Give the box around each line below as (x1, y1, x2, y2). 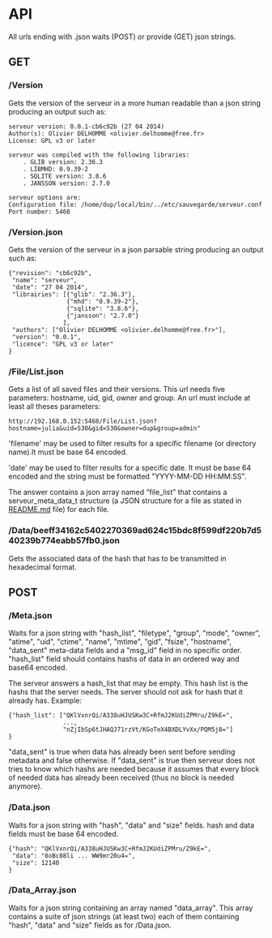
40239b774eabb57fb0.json (8, 535, 120, 546)
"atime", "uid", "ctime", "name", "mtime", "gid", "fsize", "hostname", (8, 637, 232, 647)
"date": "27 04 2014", (11, 283, 89, 291)
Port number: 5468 (8, 208, 70, 216)
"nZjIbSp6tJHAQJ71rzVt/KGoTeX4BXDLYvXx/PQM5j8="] (62, 725, 233, 734)
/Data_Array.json (8, 884, 77, 896)
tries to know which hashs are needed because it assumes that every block (8, 764, 260, 774)
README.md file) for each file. (8, 505, 109, 514)
